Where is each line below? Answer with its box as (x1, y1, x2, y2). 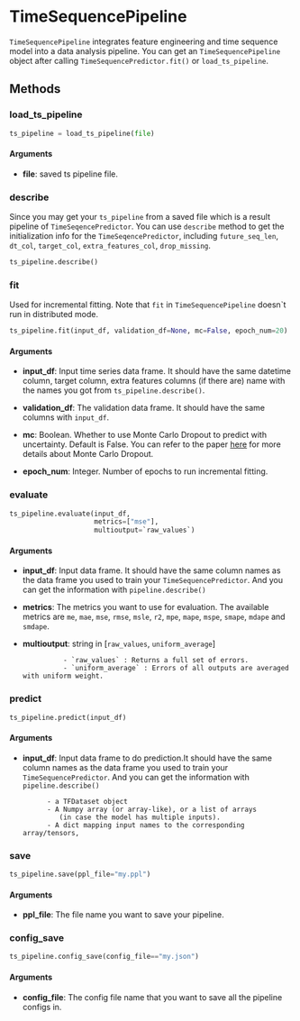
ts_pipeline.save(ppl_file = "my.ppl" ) (9, 870, 151, 880)
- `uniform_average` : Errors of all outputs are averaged (62, 664, 290, 673)
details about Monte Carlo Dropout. (22, 449, 154, 460)
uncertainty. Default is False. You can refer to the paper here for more (22, 439, 281, 450)
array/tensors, (22, 828, 80, 837)
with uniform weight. (22, 671, 104, 681)
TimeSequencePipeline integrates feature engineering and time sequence (9, 36, 278, 47)
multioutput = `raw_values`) (94, 525, 195, 535)
